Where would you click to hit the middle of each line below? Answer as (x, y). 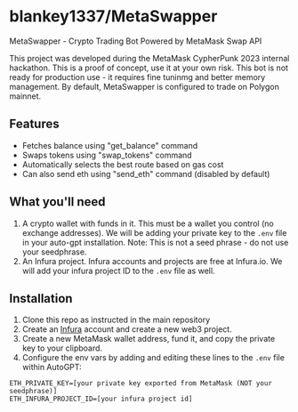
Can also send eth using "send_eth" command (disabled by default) (146, 174)
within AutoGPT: (52, 368)
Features (34, 124)
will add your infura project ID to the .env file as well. (118, 271)
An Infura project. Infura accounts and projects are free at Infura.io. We (152, 261)
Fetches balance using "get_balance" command (110, 145)
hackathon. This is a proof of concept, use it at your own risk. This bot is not (149, 68)
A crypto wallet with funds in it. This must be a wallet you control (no (148, 223)
